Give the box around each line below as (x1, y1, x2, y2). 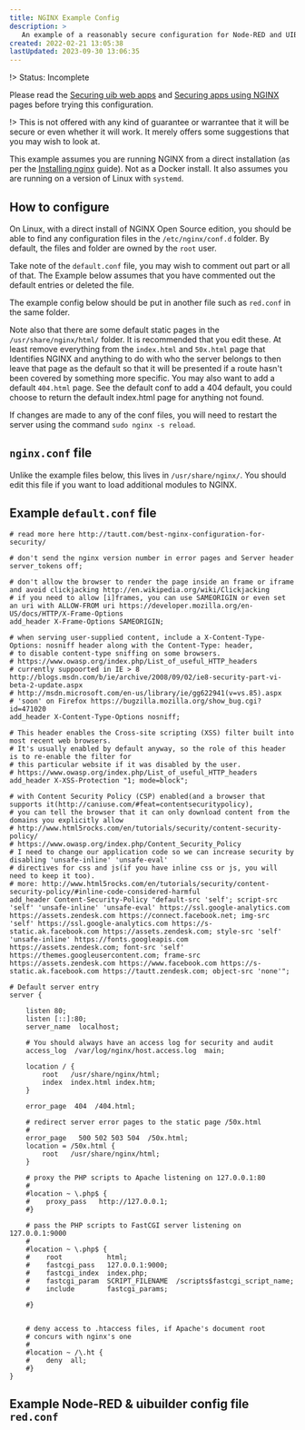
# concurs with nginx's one (25, 1332, 132, 1341)
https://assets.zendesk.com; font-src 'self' (9, 942, 184, 952)
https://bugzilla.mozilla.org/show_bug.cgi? (90, 696, 261, 705)
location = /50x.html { (25, 1141, 116, 1150)
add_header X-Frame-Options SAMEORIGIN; (9, 616, 165, 626)
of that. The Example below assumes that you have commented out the (9, 270, 276, 281)
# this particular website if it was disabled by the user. (9, 760, 242, 769)
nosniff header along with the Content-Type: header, (45, 641, 254, 650)
